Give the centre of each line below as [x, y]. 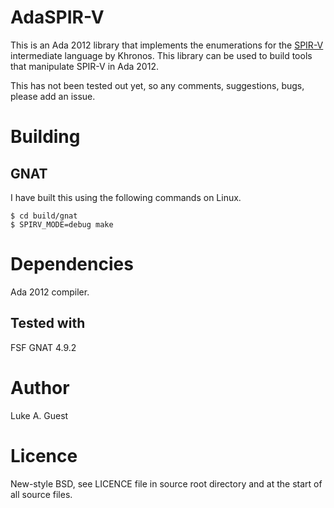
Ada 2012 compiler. [50, 292]
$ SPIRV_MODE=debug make [62, 224]
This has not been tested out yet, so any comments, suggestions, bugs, [157, 85]
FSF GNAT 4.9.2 [43, 347]
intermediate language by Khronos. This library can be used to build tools [161, 55]
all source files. [41, 494]
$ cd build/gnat [44, 216]
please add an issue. [53, 96]
